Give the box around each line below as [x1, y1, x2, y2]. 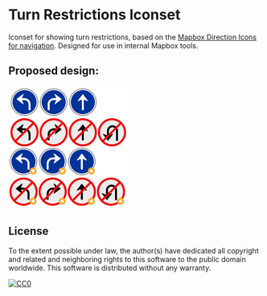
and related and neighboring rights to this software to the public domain [8, 254, 247, 264]
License [8, 224, 49, 238]
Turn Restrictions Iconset [8, 6, 181, 24]
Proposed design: [8, 64, 99, 78]
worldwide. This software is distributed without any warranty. [8, 263, 212, 273]
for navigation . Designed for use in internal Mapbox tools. [8, 40, 199, 50]
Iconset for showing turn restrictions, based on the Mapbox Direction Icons [8, 32, 257, 42]
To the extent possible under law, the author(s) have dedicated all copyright [8, 245, 259, 255]
